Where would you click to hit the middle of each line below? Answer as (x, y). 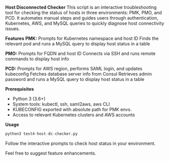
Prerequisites (20, 89)
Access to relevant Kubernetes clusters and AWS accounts (74, 115)
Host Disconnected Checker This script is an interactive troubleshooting (81, 7)
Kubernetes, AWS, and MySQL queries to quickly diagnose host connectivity (85, 23)
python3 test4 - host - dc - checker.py (42, 134)
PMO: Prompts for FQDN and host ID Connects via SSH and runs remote (80, 53)
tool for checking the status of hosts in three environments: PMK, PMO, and (84, 13)
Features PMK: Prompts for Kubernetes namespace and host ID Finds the (82, 38)
